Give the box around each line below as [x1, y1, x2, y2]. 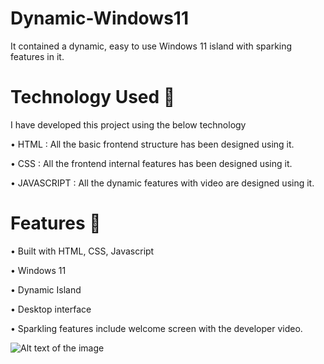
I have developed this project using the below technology [10, 118, 247, 131]
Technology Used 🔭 [10, 86, 176, 109]
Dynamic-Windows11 [10, 7, 189, 30]
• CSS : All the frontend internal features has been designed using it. [10, 157, 293, 169]
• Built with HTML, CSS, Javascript [10, 245, 155, 257]
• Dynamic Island [10, 283, 82, 296]
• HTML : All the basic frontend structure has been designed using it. [10, 138, 295, 150]
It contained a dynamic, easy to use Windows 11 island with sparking [10, 40, 293, 52]
